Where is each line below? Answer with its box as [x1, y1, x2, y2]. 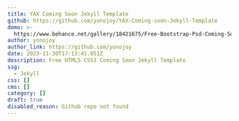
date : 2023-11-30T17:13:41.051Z [7, 51, 103, 58]
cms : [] [7, 83, 31, 90]
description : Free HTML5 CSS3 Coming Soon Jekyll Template [7, 57, 186, 64]
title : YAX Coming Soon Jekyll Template [7, 10, 129, 18]
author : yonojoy [7, 37, 55, 44]
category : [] [7, 90, 46, 97]
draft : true [7, 97, 43, 104]
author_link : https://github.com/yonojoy [7, 43, 132, 51]
